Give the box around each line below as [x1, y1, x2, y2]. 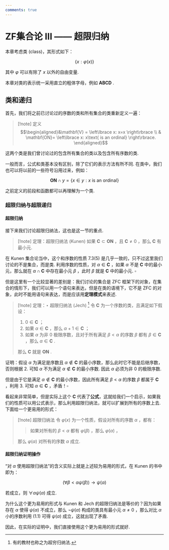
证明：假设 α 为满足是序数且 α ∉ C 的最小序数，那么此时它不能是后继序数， [5, 360, 163, 366]
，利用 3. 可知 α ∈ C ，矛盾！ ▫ [5, 383, 69, 389]
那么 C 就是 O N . [17, 349, 52, 355]
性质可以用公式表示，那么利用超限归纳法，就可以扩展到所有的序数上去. [14, 400, 161, 406]
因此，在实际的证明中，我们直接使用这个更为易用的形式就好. [5, 524, 130, 530]
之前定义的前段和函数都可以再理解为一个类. [5, 188, 95, 194]
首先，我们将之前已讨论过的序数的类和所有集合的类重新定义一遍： [5, 110, 142, 116]
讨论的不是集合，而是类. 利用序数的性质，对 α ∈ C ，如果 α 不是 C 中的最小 [5, 261, 162, 268]
